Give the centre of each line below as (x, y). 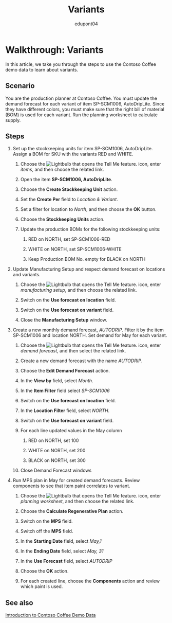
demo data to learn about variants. (42, 69)
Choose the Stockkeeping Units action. (62, 219)
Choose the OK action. (44, 571)
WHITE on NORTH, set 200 (57, 451)
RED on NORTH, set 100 (53, 440)
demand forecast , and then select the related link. (73, 351)
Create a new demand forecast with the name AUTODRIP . (81, 361)
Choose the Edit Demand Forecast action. (65, 371)
